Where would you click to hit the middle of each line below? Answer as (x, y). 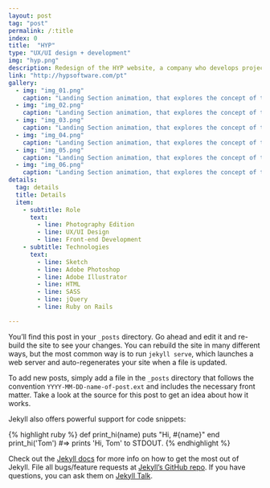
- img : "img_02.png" (50, 105)
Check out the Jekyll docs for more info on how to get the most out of (124, 458)
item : (25, 202)
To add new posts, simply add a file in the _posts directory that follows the (131, 377)
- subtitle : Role (52, 209)
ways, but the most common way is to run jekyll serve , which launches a (131, 353)
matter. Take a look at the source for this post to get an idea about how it (129, 395)
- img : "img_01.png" (50, 90)
